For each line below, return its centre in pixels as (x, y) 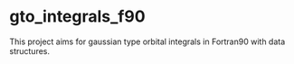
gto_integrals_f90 (78, 17)
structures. (29, 50)
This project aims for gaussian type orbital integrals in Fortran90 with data (147, 41)
